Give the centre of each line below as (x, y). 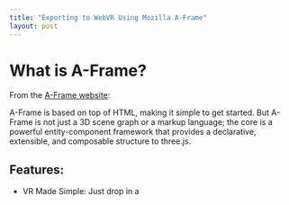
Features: (37, 169)
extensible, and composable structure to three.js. (100, 141)
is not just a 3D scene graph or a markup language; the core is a (154, 122)
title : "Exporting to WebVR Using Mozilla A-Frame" (108, 18)
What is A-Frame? (78, 71)
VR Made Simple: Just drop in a (81, 192)
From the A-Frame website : (60, 95)
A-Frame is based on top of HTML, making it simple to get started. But (140, 112)
